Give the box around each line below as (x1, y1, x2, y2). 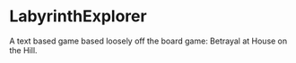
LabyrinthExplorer (9, 6, 147, 27)
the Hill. (9, 44, 38, 55)
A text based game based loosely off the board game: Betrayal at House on (9, 35, 288, 46)
